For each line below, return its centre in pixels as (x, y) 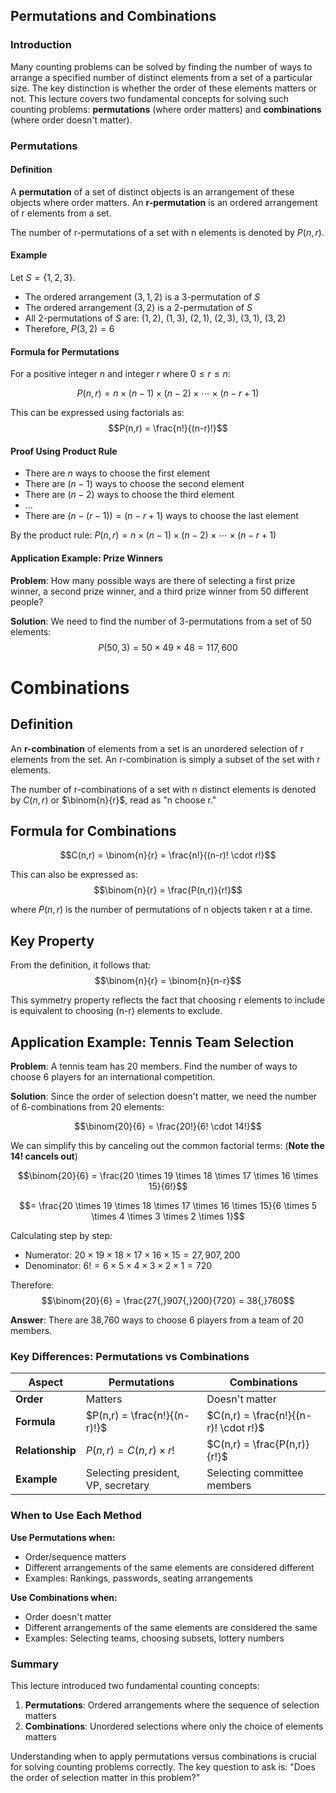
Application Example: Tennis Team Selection (152, 1042)
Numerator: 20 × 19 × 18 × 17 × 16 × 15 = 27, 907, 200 (132, 1255)
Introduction (41, 45)
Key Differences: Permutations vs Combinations (130, 1356)
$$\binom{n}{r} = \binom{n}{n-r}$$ (168, 981)
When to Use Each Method (76, 1516)
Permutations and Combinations (113, 16)
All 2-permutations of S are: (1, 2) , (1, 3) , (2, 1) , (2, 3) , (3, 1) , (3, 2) (155, 318)
